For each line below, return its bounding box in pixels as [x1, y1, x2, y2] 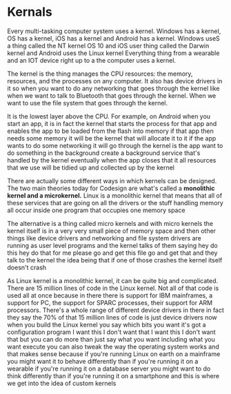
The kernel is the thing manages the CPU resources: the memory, [7, 70, 193, 78]
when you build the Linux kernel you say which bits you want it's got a [7, 320, 206, 329]
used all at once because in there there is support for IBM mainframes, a [7, 291, 213, 300]
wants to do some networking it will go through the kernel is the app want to [7, 141, 223, 149]
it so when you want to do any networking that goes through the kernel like [7, 84, 220, 92]
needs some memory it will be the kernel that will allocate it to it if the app [7, 134, 217, 142]
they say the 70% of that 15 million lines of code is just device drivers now [7, 313, 217, 321]
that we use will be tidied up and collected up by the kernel [7, 163, 174, 172]
